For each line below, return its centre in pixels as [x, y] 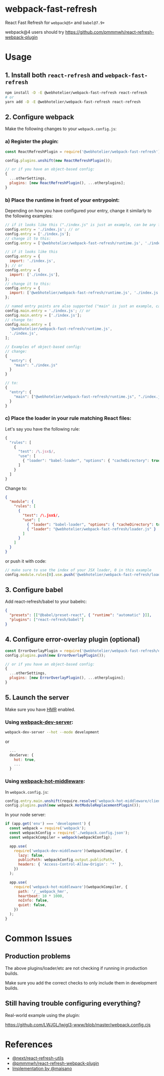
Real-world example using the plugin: [42, 1015]
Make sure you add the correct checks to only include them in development [81, 983]
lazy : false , [31, 855]
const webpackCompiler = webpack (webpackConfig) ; [61, 837]
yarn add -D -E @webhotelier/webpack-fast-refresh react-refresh [73, 102]
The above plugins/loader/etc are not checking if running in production [76, 968]
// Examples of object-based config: [43, 347]
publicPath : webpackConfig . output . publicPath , [66, 860]
